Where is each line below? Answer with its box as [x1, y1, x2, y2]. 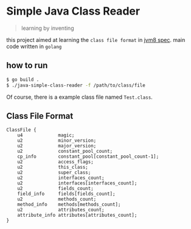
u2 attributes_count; [17, 207, 105, 213]
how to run [6, 60, 48, 71]
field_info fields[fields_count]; [17, 191, 116, 197]
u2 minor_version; [17, 138, 97, 144]
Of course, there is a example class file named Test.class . [6, 93, 153, 100]
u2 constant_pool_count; [17, 148, 113, 155]
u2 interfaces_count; [17, 175, 105, 181]
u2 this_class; [17, 164, 88, 171]
